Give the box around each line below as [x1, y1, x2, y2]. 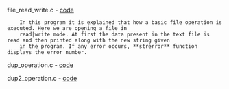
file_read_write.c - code [7, 6, 74, 14]
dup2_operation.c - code [7, 75, 77, 82]
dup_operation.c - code [7, 61, 74, 69]
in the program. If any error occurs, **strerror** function [19, 43, 197, 50]
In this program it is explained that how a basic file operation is [19, 19, 223, 26]
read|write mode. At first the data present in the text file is [19, 31, 210, 38]
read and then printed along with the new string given [7, 37, 170, 44]
